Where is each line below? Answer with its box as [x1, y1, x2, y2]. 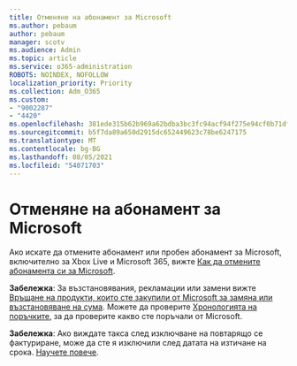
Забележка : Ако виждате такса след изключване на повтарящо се [9, 328, 263, 339]
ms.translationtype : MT [9, 136, 97, 145]
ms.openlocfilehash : [9, 120, 86, 129]
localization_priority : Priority [9, 79, 133, 88]
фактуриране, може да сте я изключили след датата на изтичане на [9, 338, 267, 348]
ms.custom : [9, 95, 49, 104]
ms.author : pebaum [9, 21, 77, 30]
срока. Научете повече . [9, 347, 99, 358]
